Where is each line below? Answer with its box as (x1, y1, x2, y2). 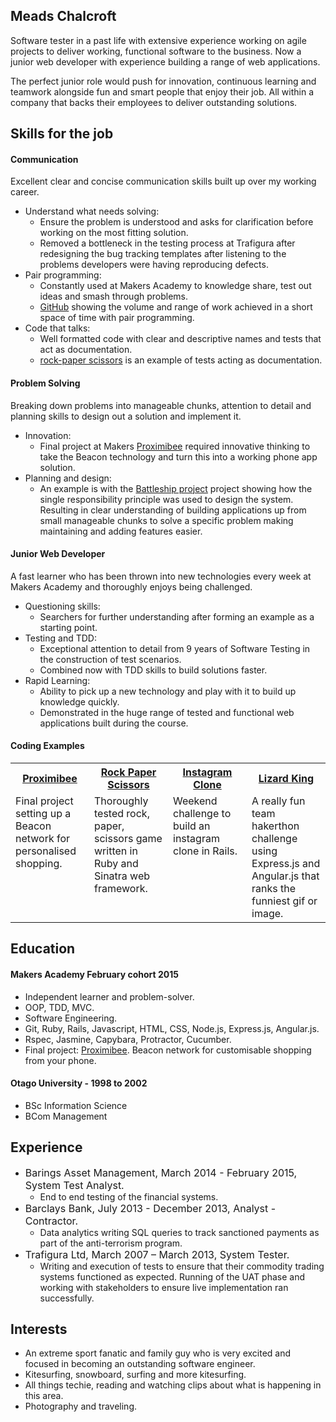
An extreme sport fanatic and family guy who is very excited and (24, 1347, 292, 1359)
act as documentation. (39, 344, 133, 356)
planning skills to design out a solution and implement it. (10, 410, 242, 422)
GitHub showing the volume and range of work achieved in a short (39, 301, 313, 313)
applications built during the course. (39, 717, 189, 729)
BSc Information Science (24, 1099, 128, 1111)
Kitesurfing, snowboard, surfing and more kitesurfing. (24, 1369, 247, 1381)
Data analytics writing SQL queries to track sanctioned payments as (39, 1226, 320, 1238)
